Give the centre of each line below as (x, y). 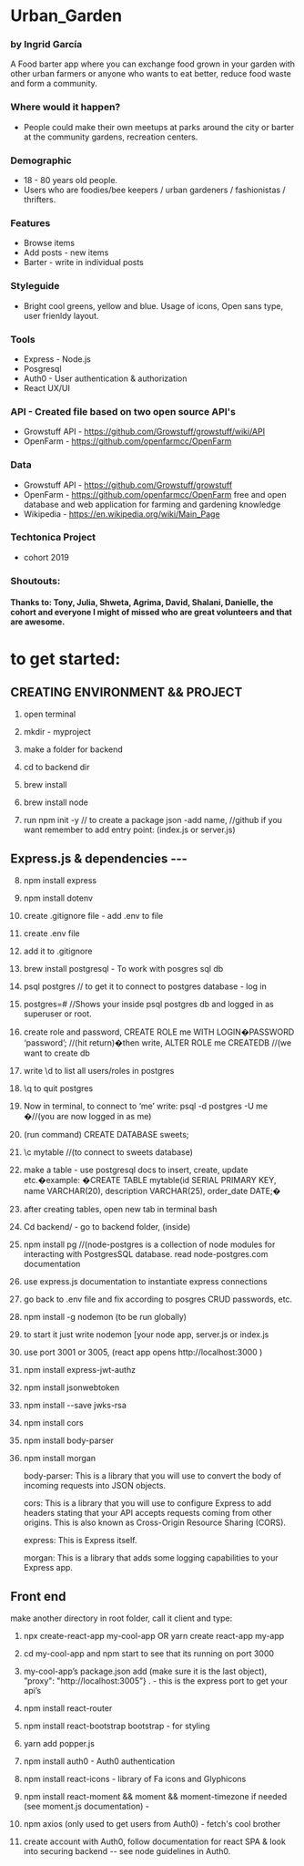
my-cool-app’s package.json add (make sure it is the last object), (145, 1671)
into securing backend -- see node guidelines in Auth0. (127, 1851)
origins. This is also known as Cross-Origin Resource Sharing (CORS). (154, 1522)
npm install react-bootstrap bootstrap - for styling (117, 1726)
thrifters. (40, 200)
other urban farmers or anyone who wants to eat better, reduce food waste (151, 74)
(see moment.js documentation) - (86, 1806)
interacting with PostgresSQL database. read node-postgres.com (146, 1254)
